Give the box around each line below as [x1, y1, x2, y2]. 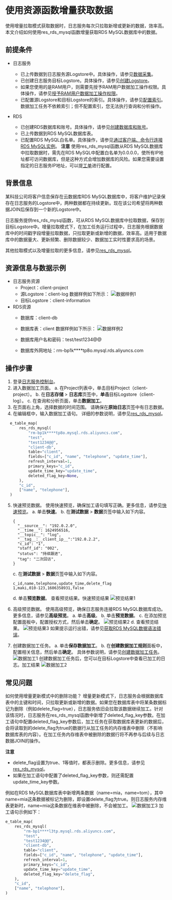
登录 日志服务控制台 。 [12, 378, 58, 385]
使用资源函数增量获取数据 [5, 5, 114, 16]
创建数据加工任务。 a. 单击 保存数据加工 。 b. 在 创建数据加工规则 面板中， [12, 643, 165, 649]
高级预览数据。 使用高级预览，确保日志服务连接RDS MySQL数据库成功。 [12, 606, 165, 612]
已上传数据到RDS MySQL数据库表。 [20, 130, 96, 136]
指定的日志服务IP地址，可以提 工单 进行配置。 [20, 162, 115, 168]
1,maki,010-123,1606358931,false [12, 586, 84, 591]
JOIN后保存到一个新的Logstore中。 [9, 206, 84, 212]
